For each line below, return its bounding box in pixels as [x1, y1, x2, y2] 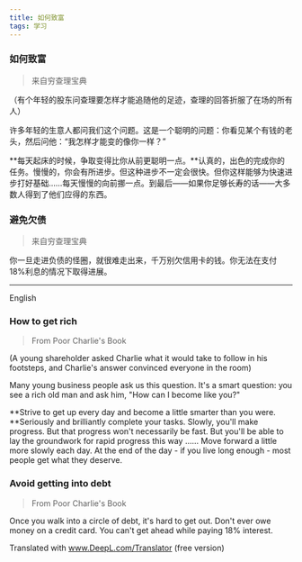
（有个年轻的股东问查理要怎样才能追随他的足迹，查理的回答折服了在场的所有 [9, 94, 293, 104]
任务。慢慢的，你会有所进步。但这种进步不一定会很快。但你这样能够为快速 [9, 166, 285, 177]
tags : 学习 [9, 22, 48, 31]
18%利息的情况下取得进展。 [9, 267, 112, 277]
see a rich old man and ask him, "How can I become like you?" [9, 389, 241, 401]
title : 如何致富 [9, 13, 65, 23]
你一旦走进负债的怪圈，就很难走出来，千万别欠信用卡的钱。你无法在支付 [9, 255, 277, 266]
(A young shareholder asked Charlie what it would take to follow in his [9, 353, 268, 364]
